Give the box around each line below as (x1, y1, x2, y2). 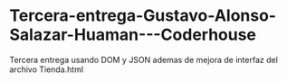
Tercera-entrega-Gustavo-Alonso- (9, 5, 277, 26)
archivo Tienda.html (9, 64, 84, 75)
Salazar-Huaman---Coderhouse (9, 24, 256, 45)
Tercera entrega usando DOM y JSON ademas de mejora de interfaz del (9, 54, 279, 65)
